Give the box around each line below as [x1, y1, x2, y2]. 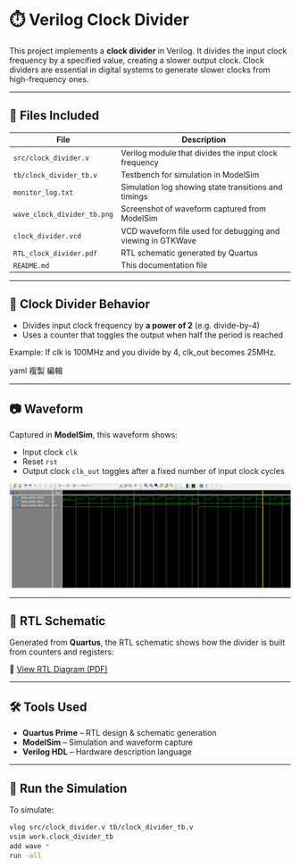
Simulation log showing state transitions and [120, 182, 283, 192]
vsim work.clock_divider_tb [9, 832, 114, 841]
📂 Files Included [9, 108, 100, 123]
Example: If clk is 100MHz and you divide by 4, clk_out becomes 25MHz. [9, 347, 277, 358]
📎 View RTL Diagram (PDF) [9, 664, 109, 675]
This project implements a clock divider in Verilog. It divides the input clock [9, 45, 287, 56]
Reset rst [21, 456, 58, 467]
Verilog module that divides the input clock [120, 147, 279, 158]
